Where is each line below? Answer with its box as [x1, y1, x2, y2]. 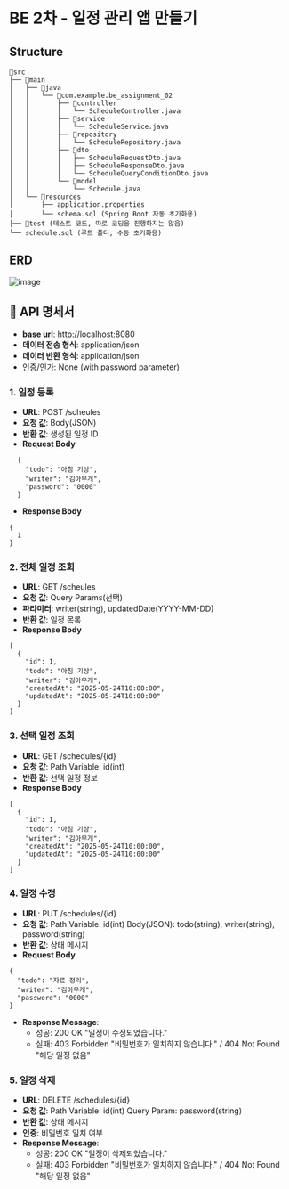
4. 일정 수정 [9, 887, 56, 900]
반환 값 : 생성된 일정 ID [21, 428, 99, 439]
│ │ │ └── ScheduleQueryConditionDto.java [9, 169, 209, 178]
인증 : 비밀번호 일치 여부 [21, 1128, 104, 1138]
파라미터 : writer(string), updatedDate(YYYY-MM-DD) [21, 603, 214, 615]
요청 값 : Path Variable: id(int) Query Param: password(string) [21, 1105, 243, 1116]
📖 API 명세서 [9, 305, 75, 320]
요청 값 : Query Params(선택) [21, 592, 123, 603]
